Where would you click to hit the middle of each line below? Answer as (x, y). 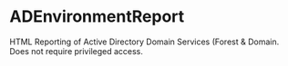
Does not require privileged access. (77, 51)
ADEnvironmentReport (97, 17)
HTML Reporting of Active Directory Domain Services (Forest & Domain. (144, 42)
